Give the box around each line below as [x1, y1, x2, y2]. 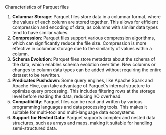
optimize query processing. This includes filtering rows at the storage [12, 88, 156, 94]
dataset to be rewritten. [12, 72, 61, 78]
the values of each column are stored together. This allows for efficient [12, 19, 158, 25]
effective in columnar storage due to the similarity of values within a [12, 46, 152, 51]
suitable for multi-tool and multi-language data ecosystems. [12, 109, 136, 115]
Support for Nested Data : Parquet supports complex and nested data [12, 115, 156, 120]
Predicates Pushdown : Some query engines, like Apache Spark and [12, 77, 153, 83]
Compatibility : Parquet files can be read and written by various [12, 99, 143, 104]
